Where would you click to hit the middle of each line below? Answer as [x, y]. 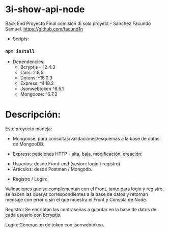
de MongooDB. [29, 144]
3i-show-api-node [45, 9]
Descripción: [33, 115]
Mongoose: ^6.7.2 [39, 94]
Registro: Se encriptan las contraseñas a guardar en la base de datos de [81, 210]
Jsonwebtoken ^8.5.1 [42, 89]
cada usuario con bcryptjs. [33, 215]
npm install [20, 51]
